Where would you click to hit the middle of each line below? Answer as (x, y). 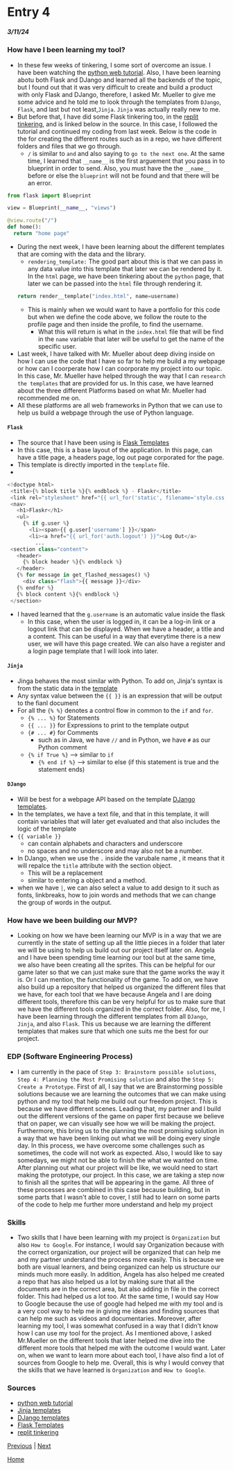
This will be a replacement (65, 873)
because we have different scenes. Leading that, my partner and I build (119, 1108)
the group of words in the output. (64, 903)
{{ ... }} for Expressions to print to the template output (108, 725)
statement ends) (61, 769)
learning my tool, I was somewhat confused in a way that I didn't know (118, 1326)
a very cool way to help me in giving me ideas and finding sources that (118, 1311)
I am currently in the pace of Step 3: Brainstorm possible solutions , (117, 1071)
